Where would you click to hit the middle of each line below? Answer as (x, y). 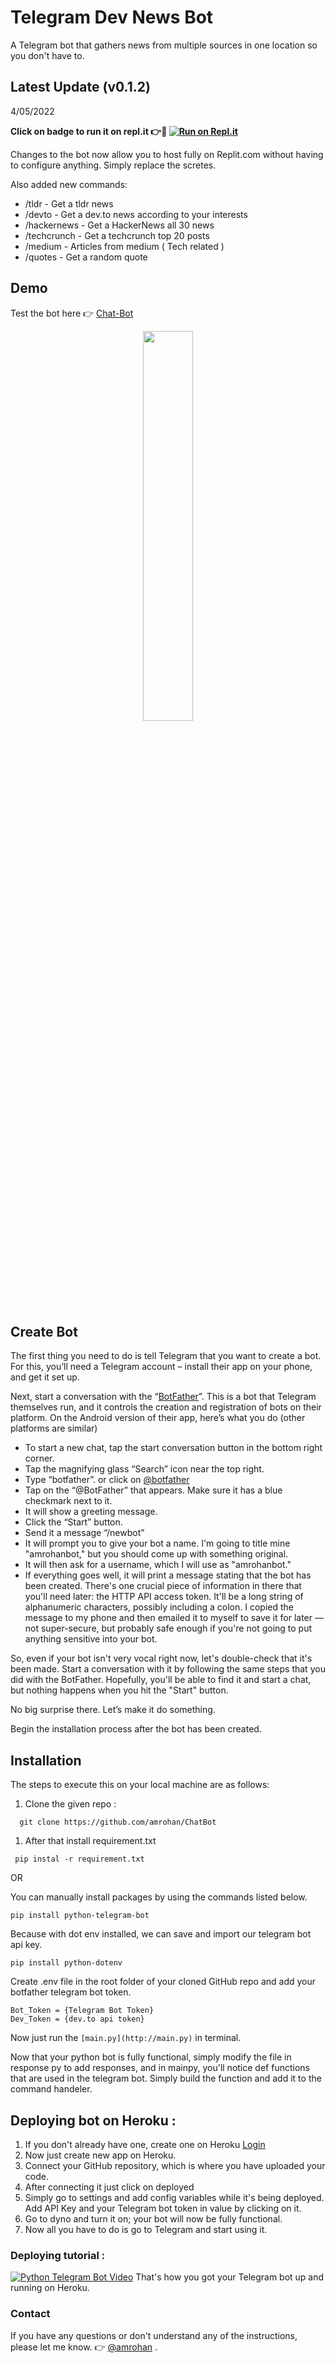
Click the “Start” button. (73, 1522)
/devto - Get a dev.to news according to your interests (136, 214)
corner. (39, 1458)
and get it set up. (45, 1377)
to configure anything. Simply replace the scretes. (113, 165)
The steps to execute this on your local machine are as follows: (140, 1785)
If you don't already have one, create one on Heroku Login (145, 2144)
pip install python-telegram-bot (80, 1916)
